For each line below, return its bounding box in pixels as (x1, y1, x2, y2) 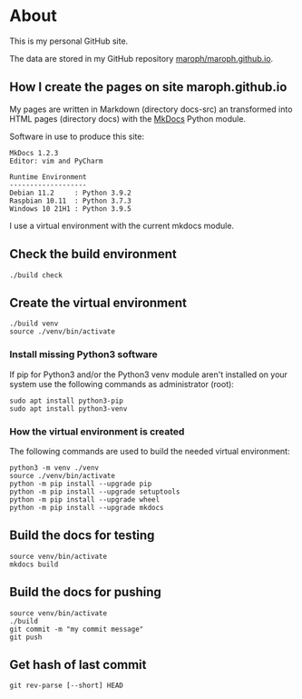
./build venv (9, 319, 59, 328)
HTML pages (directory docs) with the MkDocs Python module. (9, 113, 247, 124)
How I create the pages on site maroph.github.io (9, 79, 287, 95)
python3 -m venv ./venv (9, 463, 100, 473)
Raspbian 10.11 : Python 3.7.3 (9, 196, 132, 205)
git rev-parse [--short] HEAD (9, 681, 124, 691)
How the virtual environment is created (9, 424, 185, 437)
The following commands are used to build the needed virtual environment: (9, 445, 290, 456)
